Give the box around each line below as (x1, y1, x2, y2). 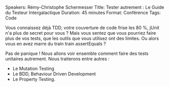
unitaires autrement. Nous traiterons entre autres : (5, 56, 110, 62)
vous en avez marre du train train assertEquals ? (5, 41, 106, 47)
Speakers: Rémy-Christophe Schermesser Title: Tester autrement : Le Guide (5, 5, 164, 10)
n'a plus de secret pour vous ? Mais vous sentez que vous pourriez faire (5, 30, 156, 36)
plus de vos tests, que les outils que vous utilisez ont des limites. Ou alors (5, 35, 159, 41)
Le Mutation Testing (12, 65, 55, 71)
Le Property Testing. (12, 76, 56, 82)
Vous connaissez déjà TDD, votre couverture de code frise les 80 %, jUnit (5, 25, 159, 31)
